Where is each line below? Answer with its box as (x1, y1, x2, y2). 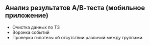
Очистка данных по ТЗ (12, 24, 60, 30)
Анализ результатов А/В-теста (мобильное (5, 4, 145, 12)
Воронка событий (12, 29, 50, 35)
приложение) (5, 12, 49, 20)
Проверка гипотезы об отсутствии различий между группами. (12, 34, 144, 40)
